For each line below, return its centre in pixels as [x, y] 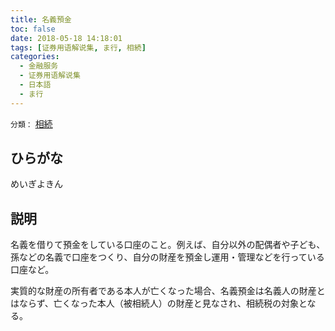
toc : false [33, 29]
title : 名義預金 [41, 19]
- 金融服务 [39, 66]
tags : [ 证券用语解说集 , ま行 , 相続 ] [78, 47]
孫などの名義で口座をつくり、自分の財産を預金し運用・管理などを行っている [167, 257]
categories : [35, 57]
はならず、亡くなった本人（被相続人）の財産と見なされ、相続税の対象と [159, 303]
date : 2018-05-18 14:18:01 [66, 38]
